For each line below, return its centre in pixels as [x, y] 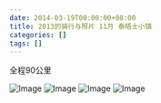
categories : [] [38, 35]
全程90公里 [30, 70]
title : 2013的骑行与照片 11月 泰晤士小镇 [81, 26]
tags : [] [26, 43]
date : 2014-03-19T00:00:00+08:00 [73, 18]
